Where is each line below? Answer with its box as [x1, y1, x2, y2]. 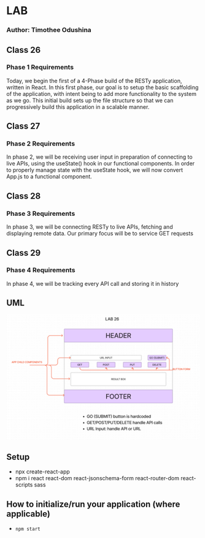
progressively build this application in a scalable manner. [6, 103, 150, 111]
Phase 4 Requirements [6, 266, 75, 274]
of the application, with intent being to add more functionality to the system [6, 90, 196, 97]
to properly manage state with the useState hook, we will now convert [6, 167, 183, 174]
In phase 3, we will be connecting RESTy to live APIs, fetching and [6, 223, 173, 231]
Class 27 [6, 121, 41, 132]
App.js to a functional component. [6, 173, 92, 180]
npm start [15, 526, 41, 532]
